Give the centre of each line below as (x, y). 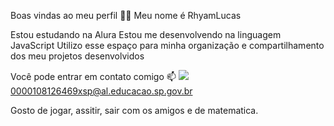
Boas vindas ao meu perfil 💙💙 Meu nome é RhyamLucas (126, 15)
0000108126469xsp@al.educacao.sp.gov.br (101, 91)
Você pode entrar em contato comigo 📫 (93, 76)
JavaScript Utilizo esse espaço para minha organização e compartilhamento (167, 45)
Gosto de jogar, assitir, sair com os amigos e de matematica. (134, 110)
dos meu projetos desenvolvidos (77, 56)
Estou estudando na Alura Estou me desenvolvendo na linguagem (146, 34)
